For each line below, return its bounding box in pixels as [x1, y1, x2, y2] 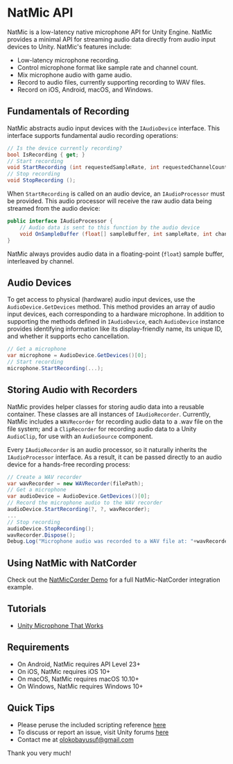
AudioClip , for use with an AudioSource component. [7, 432, 153, 440]
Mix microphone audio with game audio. [17, 71, 132, 79]
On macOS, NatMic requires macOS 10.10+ [17, 675, 139, 683]
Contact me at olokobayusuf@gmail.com [17, 735, 134, 743]
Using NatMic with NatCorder [7, 557, 137, 569]
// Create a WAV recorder [7, 474, 82, 480]
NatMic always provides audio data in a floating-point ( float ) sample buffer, [7, 250, 225, 258]
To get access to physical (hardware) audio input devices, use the [7, 295, 196, 304]
